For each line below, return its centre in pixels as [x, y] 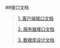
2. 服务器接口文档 [36, 29]
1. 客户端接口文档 [36, 18]
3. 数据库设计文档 [36, 40]
